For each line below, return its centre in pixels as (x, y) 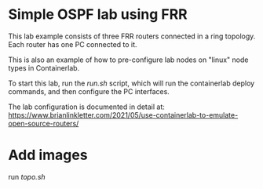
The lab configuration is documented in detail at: (86, 107)
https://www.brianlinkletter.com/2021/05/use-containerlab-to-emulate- (123, 114)
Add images (48, 155)
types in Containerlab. (44, 67)
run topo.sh (27, 176)
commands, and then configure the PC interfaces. (89, 91)
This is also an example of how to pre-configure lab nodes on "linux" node (128, 60)
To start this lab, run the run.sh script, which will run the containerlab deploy (131, 83)
